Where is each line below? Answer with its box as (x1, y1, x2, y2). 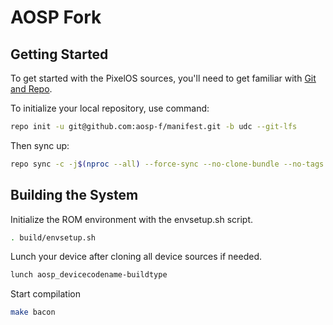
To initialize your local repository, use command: (10, 102, 210, 114)
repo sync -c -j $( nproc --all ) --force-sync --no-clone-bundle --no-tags (10, 159, 325, 169)
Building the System (10, 187, 139, 204)
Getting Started (10, 46, 109, 63)
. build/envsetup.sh (10, 232, 97, 243)
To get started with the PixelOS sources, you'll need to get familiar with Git (10, 72, 317, 84)
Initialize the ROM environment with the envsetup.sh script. (10, 213, 254, 225)
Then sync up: (10, 139, 70, 151)
